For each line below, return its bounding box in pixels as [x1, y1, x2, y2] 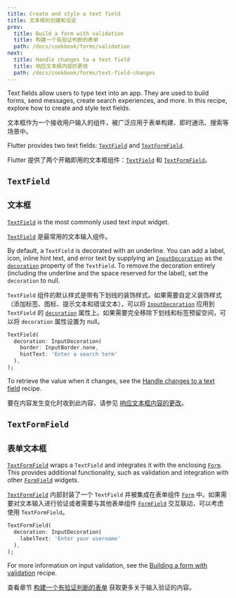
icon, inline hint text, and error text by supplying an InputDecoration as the [7, 254, 223, 262]
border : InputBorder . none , [20, 344, 99, 351]
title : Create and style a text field [7, 10, 121, 18]
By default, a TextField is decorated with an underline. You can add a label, [7, 246, 226, 254]
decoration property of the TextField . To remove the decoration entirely [7, 261, 216, 270]
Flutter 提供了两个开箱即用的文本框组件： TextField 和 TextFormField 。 [7, 156, 211, 164]
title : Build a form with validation [13, 30, 124, 37]
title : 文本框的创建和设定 [7, 17, 77, 24]
